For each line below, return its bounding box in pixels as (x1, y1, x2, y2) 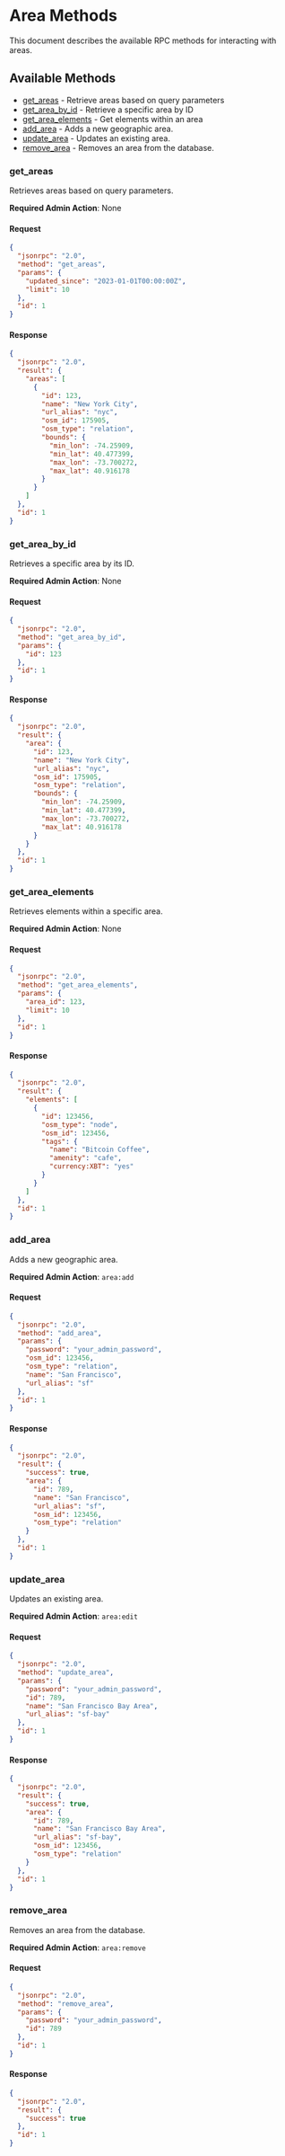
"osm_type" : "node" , (41, 1120, 118, 1129)
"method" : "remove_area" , (17, 1999, 115, 2009)
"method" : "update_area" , (17, 1668, 115, 1677)
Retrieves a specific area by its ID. (9, 558, 134, 569)
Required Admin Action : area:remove (9, 1942, 146, 1953)
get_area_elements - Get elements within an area (22, 113, 203, 124)
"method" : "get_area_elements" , (17, 980, 139, 989)
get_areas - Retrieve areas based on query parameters (22, 94, 225, 105)
